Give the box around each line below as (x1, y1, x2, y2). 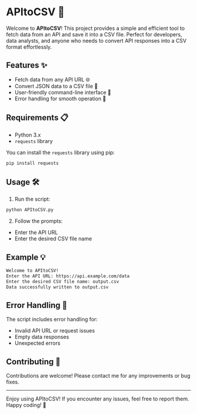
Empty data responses (14, 334, 69, 341)
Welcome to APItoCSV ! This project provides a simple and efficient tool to (6, 25, 185, 32)
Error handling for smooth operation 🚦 (14, 95, 107, 102)
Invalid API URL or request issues (14, 327, 95, 334)
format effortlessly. (6, 43, 52, 50)
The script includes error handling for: (6, 316, 98, 323)
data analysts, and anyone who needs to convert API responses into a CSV (6, 37, 186, 44)
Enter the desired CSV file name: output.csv (6, 279, 119, 284)
